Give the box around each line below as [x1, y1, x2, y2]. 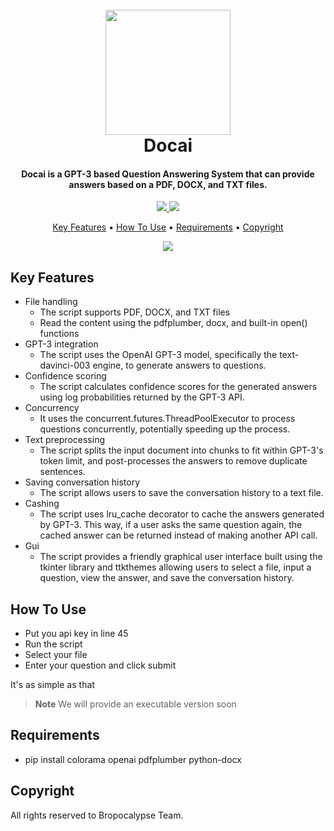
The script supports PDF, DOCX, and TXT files [39, 306, 231, 318]
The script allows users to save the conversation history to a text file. [39, 487, 324, 499]
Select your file [24, 649, 88, 661]
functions [39, 328, 80, 340]
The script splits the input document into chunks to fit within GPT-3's [39, 444, 324, 457]
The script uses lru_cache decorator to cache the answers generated [39, 508, 325, 520]
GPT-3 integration [24, 338, 99, 350]
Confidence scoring [24, 370, 107, 382]
